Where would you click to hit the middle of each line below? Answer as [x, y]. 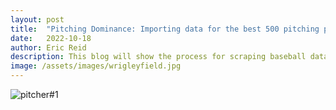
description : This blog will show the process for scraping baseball [158, 57]
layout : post [37, 19]
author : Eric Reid [48, 47]
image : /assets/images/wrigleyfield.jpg [96, 66]
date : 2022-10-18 [51, 38]
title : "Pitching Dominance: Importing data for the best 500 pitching [165, 29]
